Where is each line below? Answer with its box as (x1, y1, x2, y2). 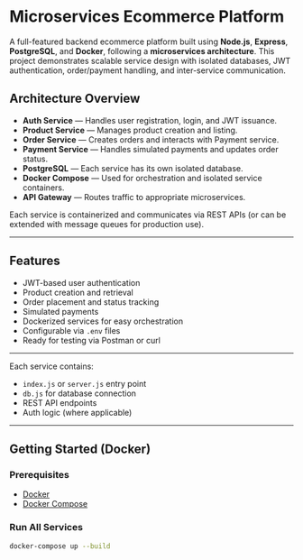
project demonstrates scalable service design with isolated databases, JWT (9, 55, 291, 66)
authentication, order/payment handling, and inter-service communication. (9, 65, 287, 76)
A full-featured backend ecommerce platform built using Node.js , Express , (9, 36, 289, 47)
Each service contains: (9, 361, 95, 372)
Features (9, 253, 60, 269)
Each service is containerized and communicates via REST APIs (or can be (9, 209, 287, 220)
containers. (22, 182, 65, 193)
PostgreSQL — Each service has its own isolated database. (22, 162, 243, 173)
